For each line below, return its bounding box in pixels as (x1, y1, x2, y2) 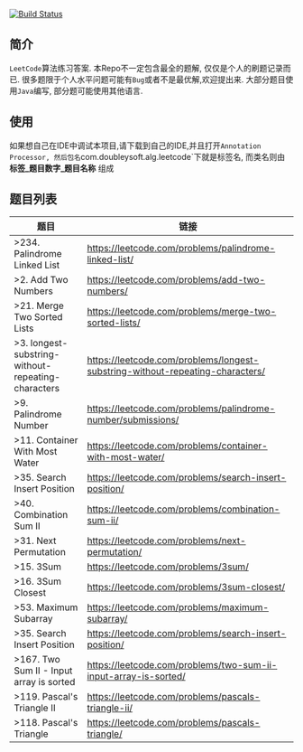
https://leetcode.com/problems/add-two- (87, 274, 266, 287)
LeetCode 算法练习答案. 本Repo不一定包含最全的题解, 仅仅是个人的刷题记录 (9, 62, 284, 73)
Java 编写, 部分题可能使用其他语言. (17, 85, 143, 96)
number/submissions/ (87, 414, 179, 427)
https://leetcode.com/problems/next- (87, 534, 246, 547)
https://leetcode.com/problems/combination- (87, 503, 280, 515)
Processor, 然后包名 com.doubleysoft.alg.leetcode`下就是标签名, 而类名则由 (9, 151, 286, 162)
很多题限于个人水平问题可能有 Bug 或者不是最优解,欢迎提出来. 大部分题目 (21, 73, 286, 85)
